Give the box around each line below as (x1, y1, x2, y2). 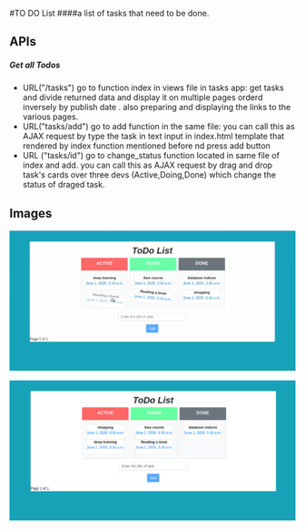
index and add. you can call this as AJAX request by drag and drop (22, 159, 273, 171)
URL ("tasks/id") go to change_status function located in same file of (22, 150, 280, 161)
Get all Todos (9, 59, 61, 70)
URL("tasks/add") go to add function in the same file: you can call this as (22, 121, 295, 132)
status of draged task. (22, 179, 105, 190)
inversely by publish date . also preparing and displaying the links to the (22, 102, 291, 113)
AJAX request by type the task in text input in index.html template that (22, 131, 285, 142)
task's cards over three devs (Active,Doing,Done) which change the (22, 169, 277, 180)
